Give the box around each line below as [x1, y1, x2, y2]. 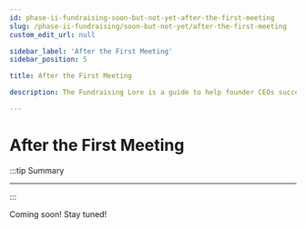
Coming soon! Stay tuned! [9, 208, 107, 219]
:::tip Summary [9, 164, 65, 175]
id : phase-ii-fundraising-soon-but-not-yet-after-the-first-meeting [9, 13, 275, 23]
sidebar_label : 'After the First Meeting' [9, 46, 173, 55]
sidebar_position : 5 [9, 55, 88, 65]
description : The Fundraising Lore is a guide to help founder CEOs [9, 88, 275, 97]
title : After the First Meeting [9, 72, 132, 81]
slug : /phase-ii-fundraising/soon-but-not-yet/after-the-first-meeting [9, 22, 287, 31]
